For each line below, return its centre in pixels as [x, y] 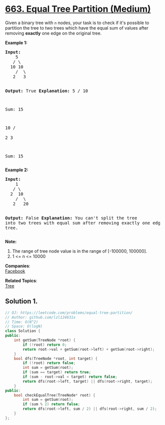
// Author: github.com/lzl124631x [41, 317]
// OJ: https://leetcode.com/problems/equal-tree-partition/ [69, 313]
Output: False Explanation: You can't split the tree [71, 218]
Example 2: [17, 170]
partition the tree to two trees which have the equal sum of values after [77, 28]
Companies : [18, 266]
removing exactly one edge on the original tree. [53, 33]
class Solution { [23, 331]
